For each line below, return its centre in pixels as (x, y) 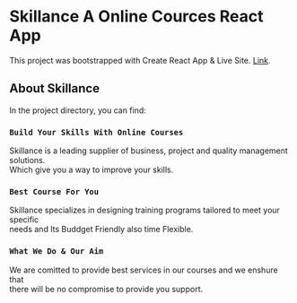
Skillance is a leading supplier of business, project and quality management (149, 151)
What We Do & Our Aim (57, 251)
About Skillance (55, 88)
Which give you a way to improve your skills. (92, 170)
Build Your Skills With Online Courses (96, 132)
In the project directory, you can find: (78, 110)
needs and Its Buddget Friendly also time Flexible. (101, 229)
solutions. (27, 160)
